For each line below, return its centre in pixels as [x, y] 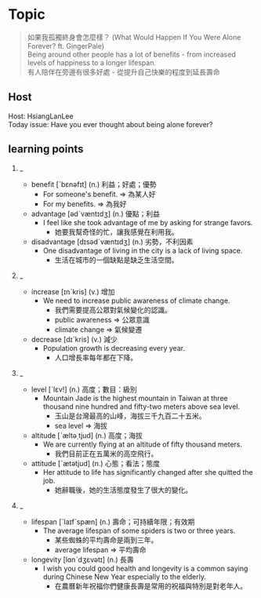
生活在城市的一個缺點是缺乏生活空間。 [116, 260]
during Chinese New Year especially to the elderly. [124, 576]
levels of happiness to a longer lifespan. [92, 62]
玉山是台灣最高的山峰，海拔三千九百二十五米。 [130, 416]
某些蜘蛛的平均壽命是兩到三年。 [106, 540]
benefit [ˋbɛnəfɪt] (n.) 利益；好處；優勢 [94, 184]
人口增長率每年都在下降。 [96, 357]
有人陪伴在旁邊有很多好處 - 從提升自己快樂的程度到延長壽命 [124, 71]
